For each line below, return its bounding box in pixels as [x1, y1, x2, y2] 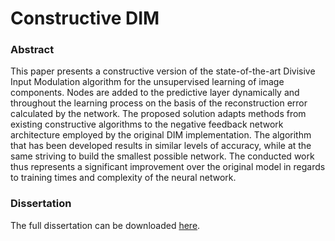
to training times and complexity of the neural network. [10, 172, 237, 184]
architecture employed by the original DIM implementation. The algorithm [10, 129, 312, 141]
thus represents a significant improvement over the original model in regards [10, 161, 326, 173]
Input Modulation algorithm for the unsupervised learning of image [10, 76, 285, 88]
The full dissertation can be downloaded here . [10, 219, 201, 231]
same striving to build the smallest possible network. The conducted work [10, 150, 315, 162]
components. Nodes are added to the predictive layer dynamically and [10, 87, 300, 99]
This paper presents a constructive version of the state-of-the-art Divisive [10, 65, 316, 77]
